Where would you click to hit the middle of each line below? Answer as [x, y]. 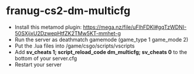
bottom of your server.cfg [46, 58]
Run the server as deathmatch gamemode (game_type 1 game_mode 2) [101, 39]
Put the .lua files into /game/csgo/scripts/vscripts [75, 46]
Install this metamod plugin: [48, 27]
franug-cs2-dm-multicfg [68, 11]
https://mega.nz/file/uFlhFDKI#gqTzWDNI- [135, 27]
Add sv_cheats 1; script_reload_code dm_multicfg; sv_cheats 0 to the [101, 52]
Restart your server [38, 64]
